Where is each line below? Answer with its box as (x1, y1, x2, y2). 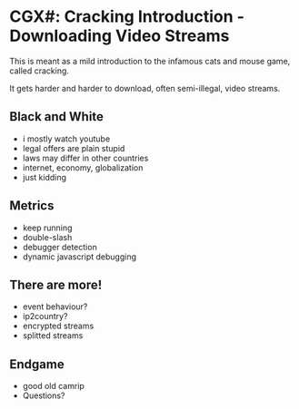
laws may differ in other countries (22, 152, 149, 163)
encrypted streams (22, 320, 95, 332)
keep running (22, 222, 73, 233)
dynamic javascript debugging (22, 251, 137, 262)
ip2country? (22, 311, 68, 322)
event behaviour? (22, 301, 88, 312)
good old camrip (22, 381, 85, 392)
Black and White (9, 109, 105, 124)
